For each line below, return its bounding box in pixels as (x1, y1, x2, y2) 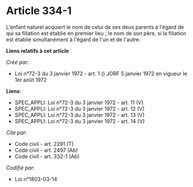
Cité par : (6, 129, 28, 136)
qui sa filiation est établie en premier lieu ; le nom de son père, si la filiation (6, 29, 187, 36)
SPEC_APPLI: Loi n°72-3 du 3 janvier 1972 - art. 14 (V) (14, 117, 145, 124)
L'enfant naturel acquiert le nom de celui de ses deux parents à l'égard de (6, 23, 184, 30)
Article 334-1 (6, 4, 72, 18)
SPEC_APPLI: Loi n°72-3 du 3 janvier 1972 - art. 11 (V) (14, 98, 144, 106)
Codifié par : (6, 164, 35, 171)
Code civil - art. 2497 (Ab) (14, 147, 78, 154)
